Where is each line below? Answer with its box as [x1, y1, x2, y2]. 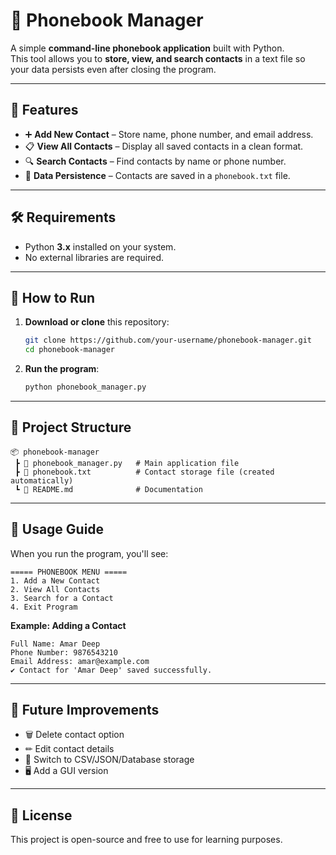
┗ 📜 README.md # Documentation [14, 484, 203, 494]
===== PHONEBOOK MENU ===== [10, 567, 128, 577]
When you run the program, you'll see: [10, 547, 169, 559]
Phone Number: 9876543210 [10, 647, 118, 658]
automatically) [10, 475, 74, 486]
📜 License [10, 807, 73, 824]
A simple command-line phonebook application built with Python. [10, 42, 285, 54]
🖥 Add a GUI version [24, 765, 109, 777]
